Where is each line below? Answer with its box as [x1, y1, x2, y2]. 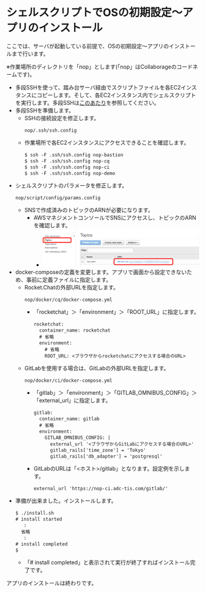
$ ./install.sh [15, 510, 54, 516]
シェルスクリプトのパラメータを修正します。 [15, 181, 127, 189]
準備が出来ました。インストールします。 [15, 497, 117, 504]
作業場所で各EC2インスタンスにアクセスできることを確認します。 [24, 139, 190, 146]
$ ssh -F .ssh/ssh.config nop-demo [24, 170, 115, 176]
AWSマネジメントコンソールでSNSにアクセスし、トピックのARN [33, 214, 197, 221]
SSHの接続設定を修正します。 [24, 114, 100, 121]
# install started [15, 516, 62, 522]
